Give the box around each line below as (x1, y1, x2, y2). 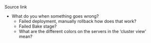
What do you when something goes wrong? (11, 13, 99, 19)
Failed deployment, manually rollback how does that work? (18, 19, 136, 24)
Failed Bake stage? (18, 23, 57, 29)
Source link (4, 4, 27, 10)
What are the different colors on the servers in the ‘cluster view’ (18, 29, 147, 34)
